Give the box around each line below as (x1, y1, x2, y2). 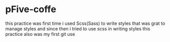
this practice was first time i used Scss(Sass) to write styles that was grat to (5, 20, 165, 26)
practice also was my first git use (5, 31, 75, 37)
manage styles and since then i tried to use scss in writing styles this (5, 25, 151, 31)
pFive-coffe (5, 4, 56, 15)
